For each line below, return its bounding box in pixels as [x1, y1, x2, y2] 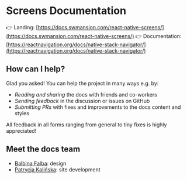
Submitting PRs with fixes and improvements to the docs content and [14, 104, 181, 111]
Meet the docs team [6, 144, 81, 154]
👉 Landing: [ [6, 23, 38, 30]
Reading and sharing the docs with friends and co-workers [14, 91, 158, 98]
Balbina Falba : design [14, 160, 67, 167]
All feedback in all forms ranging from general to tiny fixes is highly [6, 121, 167, 128]
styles [14, 109, 29, 116]
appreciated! [6, 127, 37, 134]
